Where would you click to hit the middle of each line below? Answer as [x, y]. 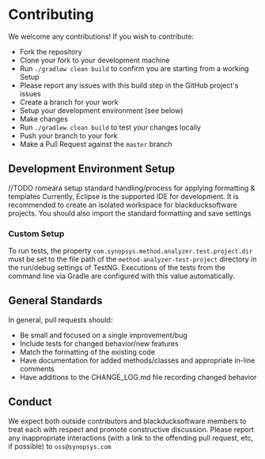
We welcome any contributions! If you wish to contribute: [101, 36]
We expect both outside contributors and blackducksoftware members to [127, 421]
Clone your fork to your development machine [95, 60]
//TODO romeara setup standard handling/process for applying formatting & [132, 188]
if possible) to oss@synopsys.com [60, 446]
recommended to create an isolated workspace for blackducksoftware [123, 205]
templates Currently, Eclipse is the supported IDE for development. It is [123, 196]
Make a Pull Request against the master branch [96, 144]
